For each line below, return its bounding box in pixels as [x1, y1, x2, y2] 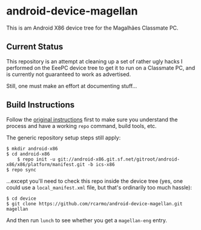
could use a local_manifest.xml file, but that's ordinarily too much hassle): [6, 184, 193, 191]
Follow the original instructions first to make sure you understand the [6, 116, 178, 123]
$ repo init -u [17, 156, 56, 162]
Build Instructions [6, 100, 75, 110]
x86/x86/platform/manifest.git [6, 161, 85, 167]
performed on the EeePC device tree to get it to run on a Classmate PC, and [6, 64, 196, 71]
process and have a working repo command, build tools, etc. [6, 122, 157, 129]
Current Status [6, 42, 64, 52]
